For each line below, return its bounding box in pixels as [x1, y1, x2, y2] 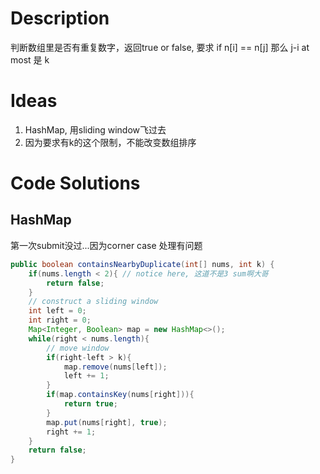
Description [10, 7, 110, 30]
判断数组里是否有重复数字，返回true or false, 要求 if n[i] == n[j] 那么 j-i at [10, 41, 310, 53]
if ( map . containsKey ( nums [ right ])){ [46, 390, 195, 400]
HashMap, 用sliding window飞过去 [24, 123, 167, 136]
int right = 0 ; [28, 315, 92, 326]
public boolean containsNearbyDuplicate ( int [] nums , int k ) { [10, 259, 275, 269]
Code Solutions [10, 172, 141, 195]
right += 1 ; [46, 427, 97, 437]
